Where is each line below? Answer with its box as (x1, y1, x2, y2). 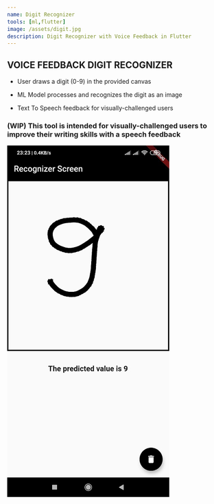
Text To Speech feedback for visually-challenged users (16, 104, 174, 113)
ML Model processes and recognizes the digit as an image (16, 91, 183, 99)
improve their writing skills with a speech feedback (7, 129, 181, 139)
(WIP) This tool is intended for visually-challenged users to (7, 121, 207, 130)
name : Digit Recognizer (7, 11, 75, 18)
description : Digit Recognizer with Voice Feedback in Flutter (7, 33, 192, 40)
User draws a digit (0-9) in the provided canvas (16, 78, 152, 86)
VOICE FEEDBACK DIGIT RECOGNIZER (7, 59, 173, 71)
